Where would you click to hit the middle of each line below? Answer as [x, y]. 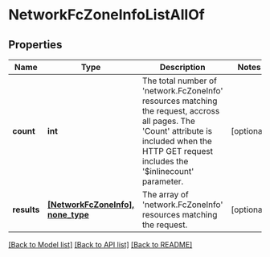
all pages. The [168, 121]
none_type [68, 215]
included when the [177, 141]
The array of [165, 195]
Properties [35, 45]
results [26, 209]
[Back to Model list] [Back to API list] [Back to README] [100, 245]
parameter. [163, 181]
